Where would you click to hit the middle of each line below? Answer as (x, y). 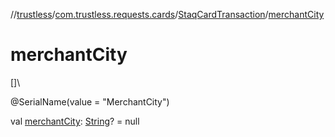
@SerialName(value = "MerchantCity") (90, 101)
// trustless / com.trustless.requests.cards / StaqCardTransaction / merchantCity (167, 14)
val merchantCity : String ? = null (75, 121)
